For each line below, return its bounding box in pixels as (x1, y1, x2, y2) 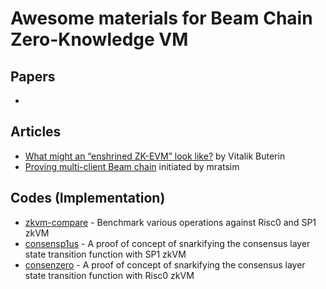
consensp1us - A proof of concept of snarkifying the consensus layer (24, 237, 311, 249)
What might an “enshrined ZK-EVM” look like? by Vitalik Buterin (24, 150, 286, 162)
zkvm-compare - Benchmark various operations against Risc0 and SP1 (24, 216, 317, 228)
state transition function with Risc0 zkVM (24, 269, 195, 281)
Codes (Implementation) (10, 190, 166, 207)
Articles (10, 123, 62, 141)
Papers (10, 68, 56, 85)
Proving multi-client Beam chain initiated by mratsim (24, 160, 240, 172)
